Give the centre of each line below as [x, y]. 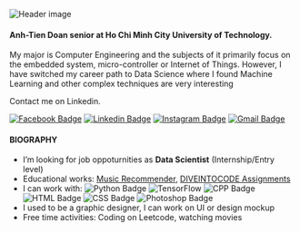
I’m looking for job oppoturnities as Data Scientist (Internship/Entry [149, 159]
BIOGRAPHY [33, 140]
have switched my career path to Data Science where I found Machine [141, 74]
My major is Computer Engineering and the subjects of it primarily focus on [150, 55]
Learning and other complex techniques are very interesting [121, 84]
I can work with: [53, 188]
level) [33, 169]
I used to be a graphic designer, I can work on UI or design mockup [149, 208]
